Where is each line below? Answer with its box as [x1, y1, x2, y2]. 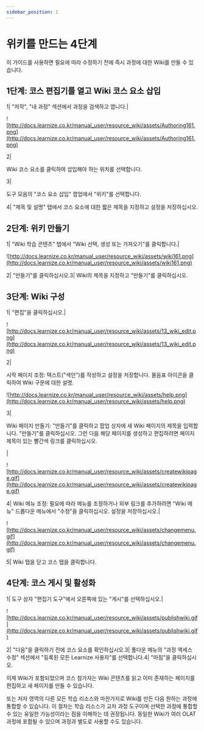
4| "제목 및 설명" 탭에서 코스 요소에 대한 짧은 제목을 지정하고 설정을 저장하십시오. [6, 203, 199, 211]
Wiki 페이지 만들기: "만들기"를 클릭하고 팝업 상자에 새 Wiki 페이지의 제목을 [6, 422, 182, 429]
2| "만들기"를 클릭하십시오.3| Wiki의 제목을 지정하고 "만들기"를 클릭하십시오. [6, 272, 188, 279]
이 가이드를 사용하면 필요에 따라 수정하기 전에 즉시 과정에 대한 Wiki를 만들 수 [6, 59, 188, 66]
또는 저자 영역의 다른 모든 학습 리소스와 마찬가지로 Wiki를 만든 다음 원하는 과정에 [6, 694, 197, 702]
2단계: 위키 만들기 [6, 223, 70, 233]
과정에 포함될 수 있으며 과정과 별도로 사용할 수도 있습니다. [6, 718, 143, 725]
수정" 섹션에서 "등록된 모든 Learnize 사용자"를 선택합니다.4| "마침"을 [6, 653, 171, 661]
